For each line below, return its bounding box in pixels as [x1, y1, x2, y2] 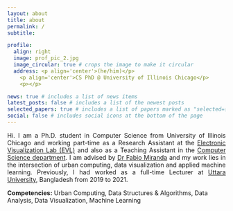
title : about [7, 17, 45, 24]
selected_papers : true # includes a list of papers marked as [7, 106, 191, 113]
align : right [13, 48, 51, 55]
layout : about [7, 10, 49, 17]
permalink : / [7, 23, 45, 30]
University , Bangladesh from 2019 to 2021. [7, 175, 128, 183]
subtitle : [7, 29, 36, 37]
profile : [7, 42, 33, 49]
